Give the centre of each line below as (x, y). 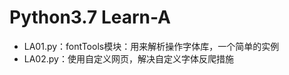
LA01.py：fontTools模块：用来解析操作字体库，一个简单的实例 (151, 46)
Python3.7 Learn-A (90, 17)
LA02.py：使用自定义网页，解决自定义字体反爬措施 (128, 58)
